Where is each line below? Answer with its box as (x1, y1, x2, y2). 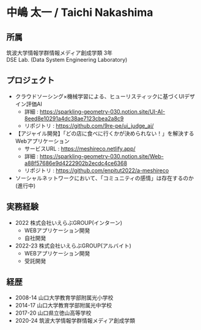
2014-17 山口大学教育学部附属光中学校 (15, 302, 112, 309)
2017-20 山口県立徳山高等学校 (15, 309, 92, 317)
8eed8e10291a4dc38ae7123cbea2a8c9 (24, 114, 124, 122)
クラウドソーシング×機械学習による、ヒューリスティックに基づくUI (15, 92, 185, 100)
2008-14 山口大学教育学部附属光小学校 (15, 294, 114, 301)
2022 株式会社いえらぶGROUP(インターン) (15, 219, 123, 226)
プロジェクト (6, 75, 55, 86)
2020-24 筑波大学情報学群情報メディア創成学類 (15, 317, 136, 324)
